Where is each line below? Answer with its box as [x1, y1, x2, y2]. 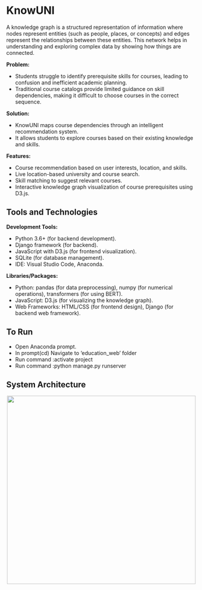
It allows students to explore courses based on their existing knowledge [14, 134, 194, 142]
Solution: [6, 110, 30, 117]
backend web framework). [14, 309, 81, 316]
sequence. [14, 98, 42, 105]
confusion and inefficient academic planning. [14, 79, 128, 86]
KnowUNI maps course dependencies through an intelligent [14, 121, 164, 128]
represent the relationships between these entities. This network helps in [6, 36, 188, 43]
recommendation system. [14, 128, 78, 135]
